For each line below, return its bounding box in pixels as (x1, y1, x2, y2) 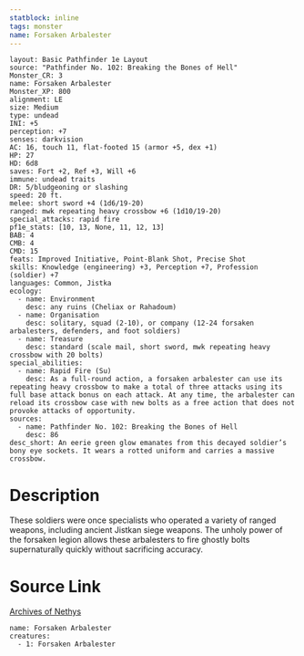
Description (9, 484, 100, 505)
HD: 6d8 (9, 159, 39, 169)
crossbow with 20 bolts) (9, 350, 104, 360)
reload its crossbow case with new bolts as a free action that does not (9, 399, 296, 408)
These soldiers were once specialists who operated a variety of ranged (9, 515, 277, 526)
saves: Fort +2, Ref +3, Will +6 (9, 167, 137, 176)
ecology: (9, 286, 43, 297)
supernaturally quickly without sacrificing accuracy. (9, 544, 203, 555)
